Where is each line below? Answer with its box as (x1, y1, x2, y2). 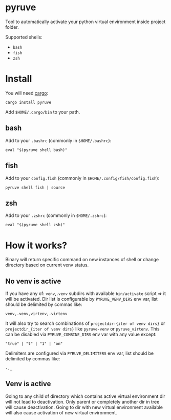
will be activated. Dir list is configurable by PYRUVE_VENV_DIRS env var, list (5, 296, 158, 302)
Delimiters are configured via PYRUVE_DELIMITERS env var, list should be (5, 350, 154, 356)
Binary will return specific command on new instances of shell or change (5, 257, 159, 263)
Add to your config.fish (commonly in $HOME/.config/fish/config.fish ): (5, 175, 160, 181)
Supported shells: (5, 34, 42, 40)
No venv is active (5, 277, 61, 285)
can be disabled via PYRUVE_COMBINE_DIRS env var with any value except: (5, 331, 157, 338)
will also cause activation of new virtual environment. (5, 409, 117, 415)
